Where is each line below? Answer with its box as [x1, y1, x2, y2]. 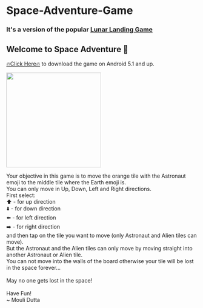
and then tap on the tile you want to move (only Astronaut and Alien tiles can [6, 232, 197, 239]
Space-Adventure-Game [6, 4, 133, 18]
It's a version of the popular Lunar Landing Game [6, 25, 153, 34]
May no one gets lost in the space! [6, 276, 93, 284]
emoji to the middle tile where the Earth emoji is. [6, 178, 126, 186]
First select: [6, 192, 36, 199]
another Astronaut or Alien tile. [6, 251, 83, 258]
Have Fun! [6, 289, 32, 297]
